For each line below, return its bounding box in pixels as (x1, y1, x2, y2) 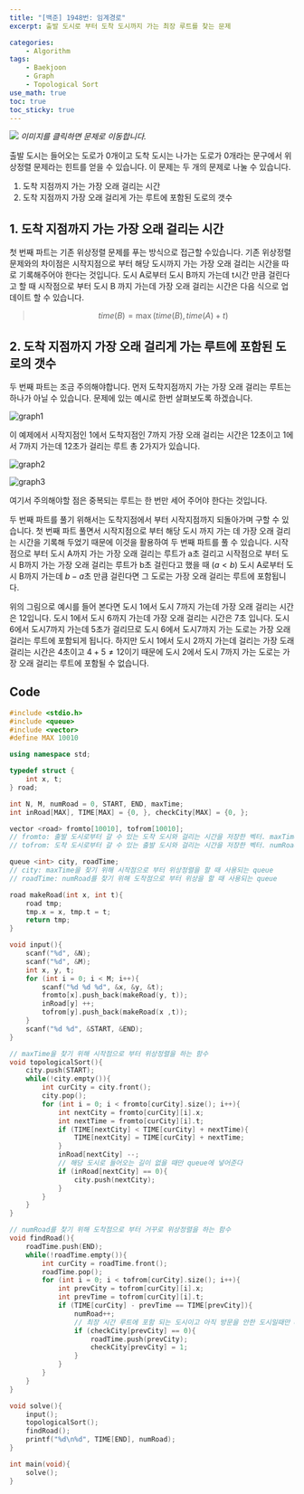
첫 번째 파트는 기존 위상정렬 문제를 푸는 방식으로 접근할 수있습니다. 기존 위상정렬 (9, 247, 292, 258)
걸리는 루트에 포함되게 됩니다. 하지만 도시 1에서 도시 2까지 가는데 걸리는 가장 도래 (9, 635, 295, 646)
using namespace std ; (9, 750, 91, 760)
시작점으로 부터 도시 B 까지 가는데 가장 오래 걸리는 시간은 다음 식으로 (37, 281, 280, 292)
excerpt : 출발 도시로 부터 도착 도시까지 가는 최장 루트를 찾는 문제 (9, 22, 232, 31)
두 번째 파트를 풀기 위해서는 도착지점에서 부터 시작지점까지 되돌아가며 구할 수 (9, 515, 280, 525)
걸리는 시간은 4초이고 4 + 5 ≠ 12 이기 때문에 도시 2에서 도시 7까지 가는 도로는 (9, 647, 281, 657)
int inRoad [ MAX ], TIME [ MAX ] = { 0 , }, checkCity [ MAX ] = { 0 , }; (9, 808, 249, 817)
